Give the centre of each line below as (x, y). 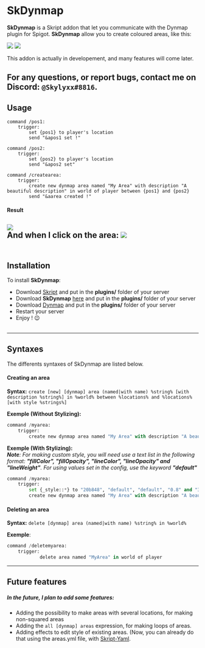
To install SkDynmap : (34, 280)
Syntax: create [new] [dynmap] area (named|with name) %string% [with (98, 391)
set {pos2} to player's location (71, 159)
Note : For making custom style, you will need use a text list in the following (101, 454)
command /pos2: (26, 149)
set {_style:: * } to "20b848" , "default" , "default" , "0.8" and (110, 490)
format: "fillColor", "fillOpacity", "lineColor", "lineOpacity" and (89, 461)
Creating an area (29, 378)
